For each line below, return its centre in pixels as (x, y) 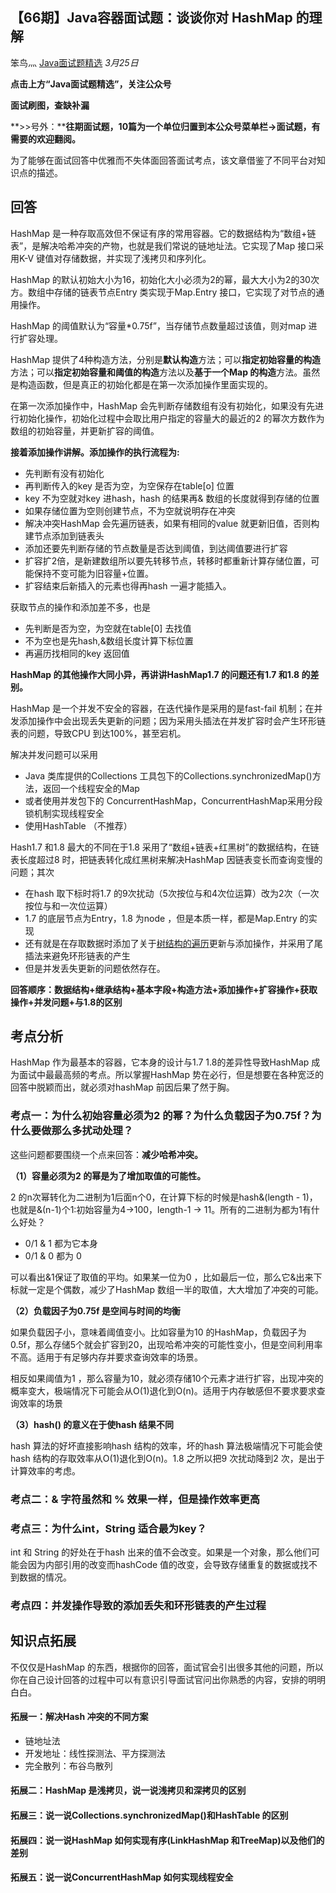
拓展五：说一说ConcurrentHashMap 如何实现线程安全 (122, 1877)
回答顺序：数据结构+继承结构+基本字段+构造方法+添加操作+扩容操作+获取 (164, 989)
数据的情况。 (45, 1577)
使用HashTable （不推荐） (78, 825)
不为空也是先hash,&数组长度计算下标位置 (109, 640)
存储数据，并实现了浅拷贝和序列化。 (137, 258)
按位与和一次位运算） (68, 905)
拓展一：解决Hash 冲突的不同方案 (79, 1717)
